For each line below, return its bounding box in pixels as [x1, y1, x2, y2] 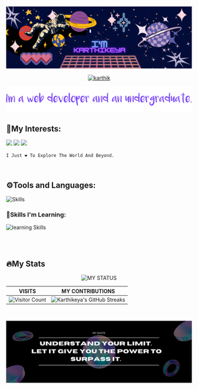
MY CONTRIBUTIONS [61, 287, 115, 295]
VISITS [18, 287, 37, 295]
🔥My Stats [6, 259, 45, 269]
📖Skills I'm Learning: [6, 210, 67, 218]
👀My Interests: [6, 123, 61, 133]
